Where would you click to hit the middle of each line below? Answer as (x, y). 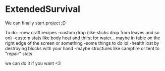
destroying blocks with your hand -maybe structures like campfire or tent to (82, 48)
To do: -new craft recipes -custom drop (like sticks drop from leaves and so (82, 32)
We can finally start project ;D (35, 23)
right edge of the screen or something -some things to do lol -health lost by (82, 43)
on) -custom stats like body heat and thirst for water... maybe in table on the (83, 38)
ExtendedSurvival (43, 9)
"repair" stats (19, 54)
